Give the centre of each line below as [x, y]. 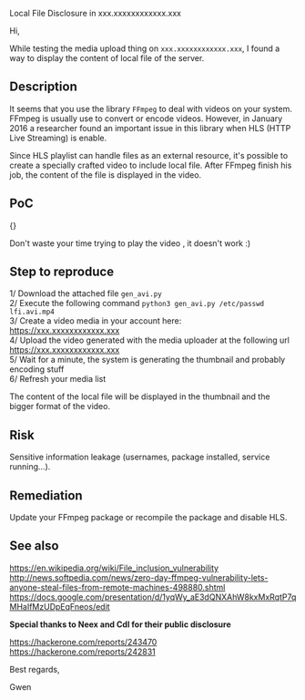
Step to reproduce [62, 272]
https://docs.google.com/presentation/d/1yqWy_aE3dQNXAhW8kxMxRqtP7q [153, 597]
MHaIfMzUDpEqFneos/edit [60, 606]
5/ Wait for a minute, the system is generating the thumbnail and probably [147, 360]
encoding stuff [37, 369]
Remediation [46, 495]
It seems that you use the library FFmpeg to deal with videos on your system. [151, 108]
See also [34, 546]
